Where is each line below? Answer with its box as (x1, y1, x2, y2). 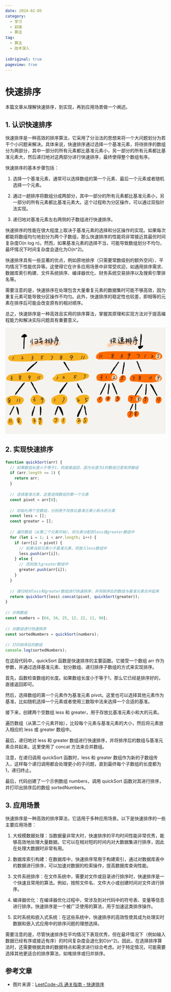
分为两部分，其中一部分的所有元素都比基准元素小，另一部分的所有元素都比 (5, 148, 161, 154)
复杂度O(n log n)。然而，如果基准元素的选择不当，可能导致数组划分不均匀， (5, 240, 164, 246)
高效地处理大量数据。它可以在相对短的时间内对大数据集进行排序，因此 (17, 839, 164, 845)
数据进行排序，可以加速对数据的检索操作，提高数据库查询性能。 (17, 862, 151, 869)
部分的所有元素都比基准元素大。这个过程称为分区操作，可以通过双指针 (17, 199, 164, 205)
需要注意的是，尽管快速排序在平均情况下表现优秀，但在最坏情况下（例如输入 (5, 931, 166, 937)
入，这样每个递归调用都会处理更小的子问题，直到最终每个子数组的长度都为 (5, 761, 161, 767)
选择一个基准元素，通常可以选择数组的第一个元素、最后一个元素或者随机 (12, 176, 164, 182)
